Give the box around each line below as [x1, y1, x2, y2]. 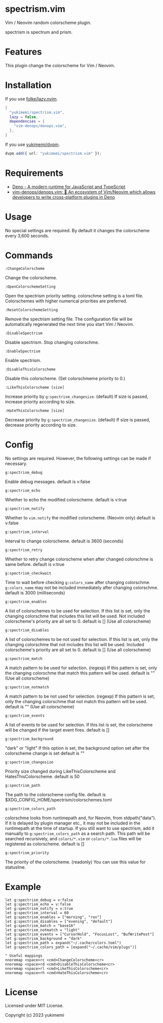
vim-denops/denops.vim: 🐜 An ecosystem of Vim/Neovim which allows [12, 189, 156, 195]
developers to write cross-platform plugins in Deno [12, 194, 115, 200]
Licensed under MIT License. [5, 1003, 64, 1009]
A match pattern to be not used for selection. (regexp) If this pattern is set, [5, 693, 155, 699]
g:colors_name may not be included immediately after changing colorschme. [5, 585, 159, 590]
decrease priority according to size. [5, 422, 77, 428]
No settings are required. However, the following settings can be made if [5, 455, 151, 461]
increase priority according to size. [5, 398, 75, 405]
